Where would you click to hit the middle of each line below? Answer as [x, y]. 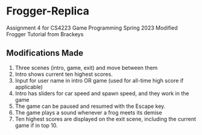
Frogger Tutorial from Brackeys [45, 34]
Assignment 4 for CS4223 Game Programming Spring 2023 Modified [92, 28]
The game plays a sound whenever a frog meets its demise [88, 112]
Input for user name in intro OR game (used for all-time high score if [99, 80]
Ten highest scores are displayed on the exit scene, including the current [106, 119]
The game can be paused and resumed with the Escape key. [90, 106]
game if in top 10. [36, 125]
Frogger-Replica [48, 11]
